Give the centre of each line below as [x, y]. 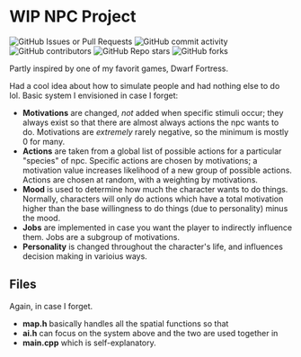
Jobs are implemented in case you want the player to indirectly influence [157, 228]
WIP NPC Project [73, 17]
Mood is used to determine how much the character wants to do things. [155, 189]
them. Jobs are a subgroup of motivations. [101, 237]
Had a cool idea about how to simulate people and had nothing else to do [145, 85]
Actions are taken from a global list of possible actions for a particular [152, 151]
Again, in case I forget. [51, 306]
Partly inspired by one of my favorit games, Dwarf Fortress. [119, 68]
